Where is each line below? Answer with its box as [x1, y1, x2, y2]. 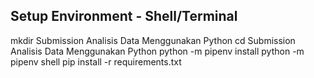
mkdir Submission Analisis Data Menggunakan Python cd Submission [10, 34, 296, 46]
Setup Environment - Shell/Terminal [10, 8, 238, 25]
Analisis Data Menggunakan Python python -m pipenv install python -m [10, 45, 305, 57]
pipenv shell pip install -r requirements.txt [10, 55, 182, 68]
